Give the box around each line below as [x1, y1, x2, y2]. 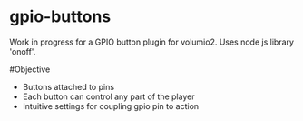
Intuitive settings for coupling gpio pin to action [22, 100, 200, 111]
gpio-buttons [9, 6, 112, 27]
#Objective [9, 64, 51, 75]
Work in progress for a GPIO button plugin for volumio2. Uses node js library [9, 36, 295, 47]
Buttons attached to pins [22, 81, 115, 92]
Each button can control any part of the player [22, 91, 195, 102]
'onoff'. [9, 45, 36, 56]
